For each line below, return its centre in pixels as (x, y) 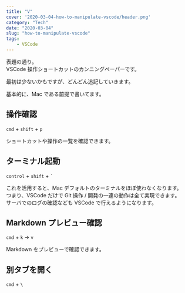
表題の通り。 (21, 62)
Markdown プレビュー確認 (54, 223)
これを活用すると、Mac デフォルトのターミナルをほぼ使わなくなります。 (94, 188)
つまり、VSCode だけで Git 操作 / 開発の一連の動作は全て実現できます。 (93, 195)
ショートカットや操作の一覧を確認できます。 (60, 141)
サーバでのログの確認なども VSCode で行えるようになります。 (81, 203)
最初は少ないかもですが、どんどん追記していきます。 (70, 81)
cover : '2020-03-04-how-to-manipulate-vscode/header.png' (78, 17)
